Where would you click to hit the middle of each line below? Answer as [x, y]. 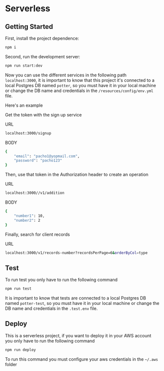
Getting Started [29, 27]
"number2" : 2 [27, 220]
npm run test [18, 289]
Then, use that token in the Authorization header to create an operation [77, 175]
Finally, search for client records [37, 234]
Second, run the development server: [43, 56]
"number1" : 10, [29, 216]
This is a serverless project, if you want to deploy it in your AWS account [78, 335]
